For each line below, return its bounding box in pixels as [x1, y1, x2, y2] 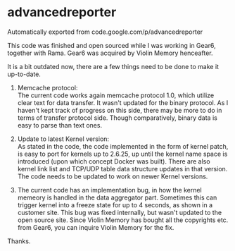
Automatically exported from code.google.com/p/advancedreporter [7, 27, 203, 36]
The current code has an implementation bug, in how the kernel [17, 185, 202, 194]
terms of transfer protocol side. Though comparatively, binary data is [17, 114, 218, 122]
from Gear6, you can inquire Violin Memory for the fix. [17, 223, 174, 231]
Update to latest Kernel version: [17, 135, 110, 143]
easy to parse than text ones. [17, 121, 103, 129]
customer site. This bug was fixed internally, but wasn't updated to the [17, 208, 222, 216]
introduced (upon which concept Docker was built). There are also [17, 157, 210, 166]
